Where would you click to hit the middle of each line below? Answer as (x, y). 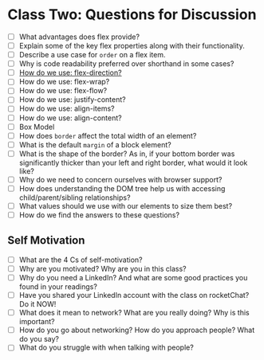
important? (37, 322)
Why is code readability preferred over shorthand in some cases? (126, 64)
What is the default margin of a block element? (95, 144)
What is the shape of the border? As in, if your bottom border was (127, 154)
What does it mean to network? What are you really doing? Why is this (134, 313)
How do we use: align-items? (67, 108)
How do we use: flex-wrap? (64, 82)
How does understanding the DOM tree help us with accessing (122, 188)
